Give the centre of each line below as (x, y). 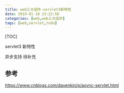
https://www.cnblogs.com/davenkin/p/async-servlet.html (62, 85)
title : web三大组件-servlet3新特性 (38, 9)
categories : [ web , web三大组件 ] (35, 18)
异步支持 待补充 (21, 57)
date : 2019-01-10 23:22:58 (32, 14)
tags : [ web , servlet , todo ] (31, 23)
